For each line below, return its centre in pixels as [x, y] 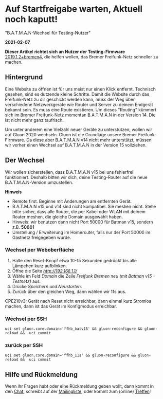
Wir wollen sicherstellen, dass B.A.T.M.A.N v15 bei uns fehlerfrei [69, 172]
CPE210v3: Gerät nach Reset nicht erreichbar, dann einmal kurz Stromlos [78, 301]
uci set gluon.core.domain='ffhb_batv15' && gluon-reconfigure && [74, 329]
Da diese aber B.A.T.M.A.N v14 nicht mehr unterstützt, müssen [89, 140]
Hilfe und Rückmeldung [41, 374]
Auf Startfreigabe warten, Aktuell [74, 9]
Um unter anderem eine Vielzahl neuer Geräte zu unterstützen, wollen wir [79, 129]
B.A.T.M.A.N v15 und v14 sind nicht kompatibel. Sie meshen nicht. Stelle [84, 206]
